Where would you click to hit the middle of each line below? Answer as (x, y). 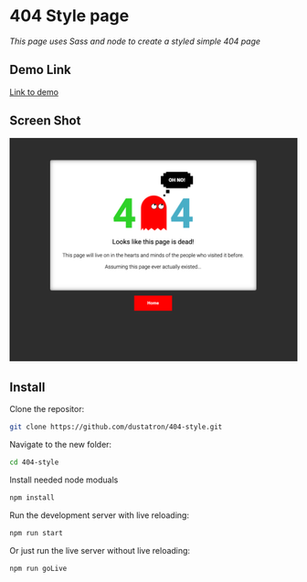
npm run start (37, 533)
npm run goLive (38, 568)
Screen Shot (45, 121)
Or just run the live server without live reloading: (100, 550)
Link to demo (34, 91)
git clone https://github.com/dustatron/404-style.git (116, 427)
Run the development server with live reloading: (100, 515)
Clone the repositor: (47, 409)
